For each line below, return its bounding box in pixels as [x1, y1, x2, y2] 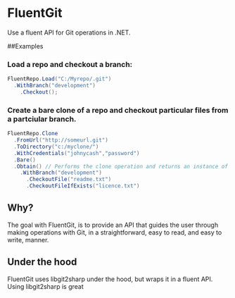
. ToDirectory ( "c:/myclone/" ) [13, 143, 99, 150]
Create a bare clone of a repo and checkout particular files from [7, 105, 229, 115]
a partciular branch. [7, 114, 77, 124]
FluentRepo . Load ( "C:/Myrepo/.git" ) [7, 75, 112, 82]
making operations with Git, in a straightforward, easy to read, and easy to [7, 228, 222, 237]
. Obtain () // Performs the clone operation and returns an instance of [13, 163, 229, 170]
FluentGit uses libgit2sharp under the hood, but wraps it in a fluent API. [7, 275, 213, 283]
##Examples [7, 42, 44, 50]
